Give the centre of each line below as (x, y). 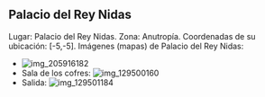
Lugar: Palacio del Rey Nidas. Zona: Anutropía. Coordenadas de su (132, 36)
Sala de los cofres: (56, 73)
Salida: (34, 82)
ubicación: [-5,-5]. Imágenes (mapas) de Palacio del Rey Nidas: (126, 46)
